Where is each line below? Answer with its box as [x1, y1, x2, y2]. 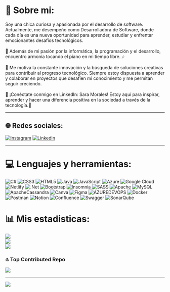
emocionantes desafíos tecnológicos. [5, 37, 83, 43]
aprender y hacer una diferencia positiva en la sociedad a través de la [5, 96, 151, 103]
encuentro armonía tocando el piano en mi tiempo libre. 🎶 [5, 53, 125, 60]
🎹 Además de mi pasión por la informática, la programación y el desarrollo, [5, 48, 161, 54]
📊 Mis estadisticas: [5, 213, 90, 224]
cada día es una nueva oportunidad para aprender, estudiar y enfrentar [5, 32, 153, 38]
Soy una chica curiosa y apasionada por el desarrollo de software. [5, 21, 143, 27]
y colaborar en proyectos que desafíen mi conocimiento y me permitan [5, 75, 153, 81]
